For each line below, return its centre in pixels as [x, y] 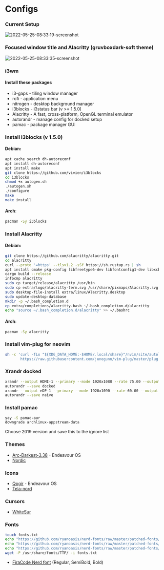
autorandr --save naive [29, 395]
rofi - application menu [35, 98]
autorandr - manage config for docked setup [57, 119]
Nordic [19, 460]
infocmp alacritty [24, 279]
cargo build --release [28, 274]
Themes [15, 444]
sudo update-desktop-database [36, 296]
